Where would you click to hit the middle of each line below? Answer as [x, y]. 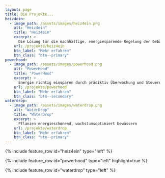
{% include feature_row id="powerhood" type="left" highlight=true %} [76, 161]
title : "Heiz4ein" [33, 32]
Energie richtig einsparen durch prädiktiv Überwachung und [81, 82]
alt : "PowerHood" [32, 69]
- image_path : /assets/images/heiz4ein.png [55, 23]
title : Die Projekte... [29, 14]
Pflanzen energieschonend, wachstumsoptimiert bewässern [78, 124]
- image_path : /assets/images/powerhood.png [56, 64]
